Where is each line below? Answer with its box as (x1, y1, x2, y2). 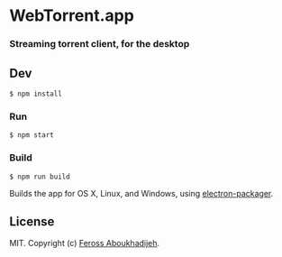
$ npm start (9, 131, 54, 140)
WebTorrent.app (9, 5, 135, 26)
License (9, 214, 55, 229)
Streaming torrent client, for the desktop (9, 38, 190, 50)
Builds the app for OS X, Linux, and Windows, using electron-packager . (9, 188, 274, 198)
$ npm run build (9, 172, 70, 181)
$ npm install (9, 89, 63, 98)
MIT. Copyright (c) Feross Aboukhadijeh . (9, 238, 160, 249)
